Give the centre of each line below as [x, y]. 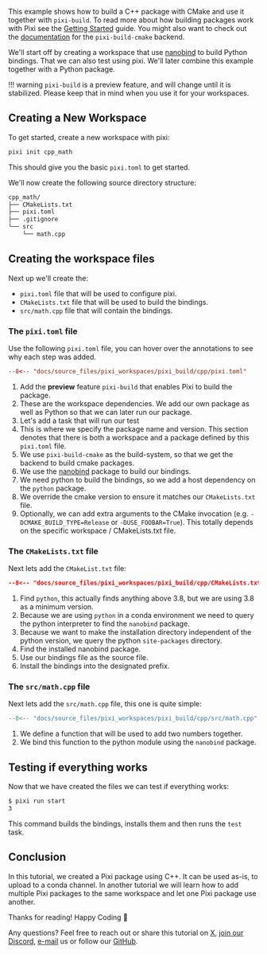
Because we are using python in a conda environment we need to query [137, 616]
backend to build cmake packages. [77, 463]
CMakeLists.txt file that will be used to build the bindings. [114, 302]
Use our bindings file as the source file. [84, 658]
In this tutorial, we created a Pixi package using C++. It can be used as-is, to [133, 876]
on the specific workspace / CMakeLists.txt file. [98, 530]
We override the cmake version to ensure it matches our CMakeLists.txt [137, 496]
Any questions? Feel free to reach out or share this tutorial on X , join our [126, 932]
